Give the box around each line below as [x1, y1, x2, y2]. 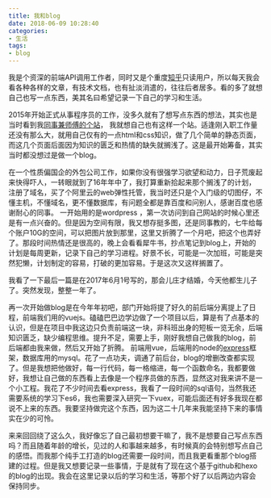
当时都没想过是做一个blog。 [8, 150, 101, 160]
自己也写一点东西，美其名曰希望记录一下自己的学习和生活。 [8, 93, 206, 102]
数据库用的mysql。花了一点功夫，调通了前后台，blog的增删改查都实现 [22, 353, 256, 362]
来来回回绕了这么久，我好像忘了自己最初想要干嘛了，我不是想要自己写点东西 [8, 431, 263, 440]
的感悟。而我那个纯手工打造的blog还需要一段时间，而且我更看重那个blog [8, 451, 250, 460]
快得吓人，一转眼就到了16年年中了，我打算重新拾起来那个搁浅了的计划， [15, 178, 256, 186]
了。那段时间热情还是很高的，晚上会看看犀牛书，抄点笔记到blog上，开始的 [8, 238, 256, 247]
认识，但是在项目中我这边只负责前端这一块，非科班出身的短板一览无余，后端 [8, 323, 263, 332]
